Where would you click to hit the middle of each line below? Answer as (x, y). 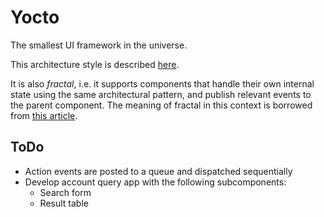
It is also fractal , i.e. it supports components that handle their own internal (162, 83)
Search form (65, 192)
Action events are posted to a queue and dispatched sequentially (158, 171)
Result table (64, 203)
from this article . (44, 115)
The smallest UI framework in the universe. (99, 45)
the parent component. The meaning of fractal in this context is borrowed (161, 105)
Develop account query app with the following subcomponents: (155, 182)
